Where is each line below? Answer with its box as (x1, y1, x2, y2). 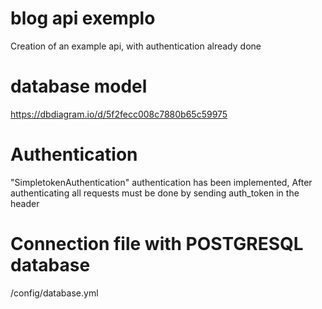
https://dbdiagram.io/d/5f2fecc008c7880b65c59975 (10, 108, 228, 120)
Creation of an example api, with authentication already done (10, 40, 262, 52)
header (10, 197, 40, 209)
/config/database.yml (10, 287, 99, 299)
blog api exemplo (10, 7, 156, 30)
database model (10, 75, 148, 98)
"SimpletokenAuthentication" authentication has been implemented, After (10, 176, 313, 188)
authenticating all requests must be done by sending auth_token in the (10, 187, 300, 199)
